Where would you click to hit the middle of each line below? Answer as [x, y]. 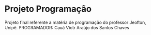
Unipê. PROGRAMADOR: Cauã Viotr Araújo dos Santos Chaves [67, 27]
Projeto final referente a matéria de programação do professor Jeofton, [75, 22]
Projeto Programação [48, 9]
